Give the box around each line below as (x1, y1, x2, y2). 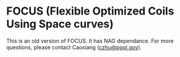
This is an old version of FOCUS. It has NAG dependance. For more (6, 37, 174, 44)
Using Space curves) (6, 17, 114, 31)
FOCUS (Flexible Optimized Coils (6, 4, 175, 18)
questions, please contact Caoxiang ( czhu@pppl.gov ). (6, 44, 142, 51)
